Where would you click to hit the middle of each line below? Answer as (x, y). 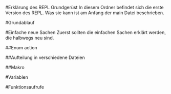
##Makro (15, 67)
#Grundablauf (20, 23)
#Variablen (17, 77)
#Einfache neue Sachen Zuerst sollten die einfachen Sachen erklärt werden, (86, 32)
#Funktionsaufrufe (25, 87)
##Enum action (21, 48)
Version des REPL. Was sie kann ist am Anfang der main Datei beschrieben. (85, 13)
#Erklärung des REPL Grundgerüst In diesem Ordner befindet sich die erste (84, 7)
